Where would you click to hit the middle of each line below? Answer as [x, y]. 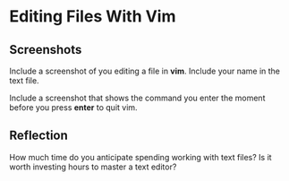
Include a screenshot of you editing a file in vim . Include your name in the [144, 71]
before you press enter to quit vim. [73, 108]
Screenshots [46, 50]
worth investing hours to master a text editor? [93, 167]
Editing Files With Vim [93, 17]
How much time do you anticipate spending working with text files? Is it [140, 157]
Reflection [39, 136]
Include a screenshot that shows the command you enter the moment [137, 98]
